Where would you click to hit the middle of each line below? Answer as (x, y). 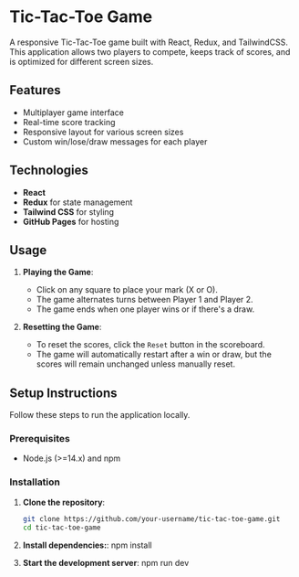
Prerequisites (40, 439)
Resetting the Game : (62, 327)
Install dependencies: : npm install (87, 545)
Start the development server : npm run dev (106, 562)
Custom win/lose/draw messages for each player (115, 141)
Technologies (49, 171)
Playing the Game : (58, 272)
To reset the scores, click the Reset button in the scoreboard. (151, 345)
